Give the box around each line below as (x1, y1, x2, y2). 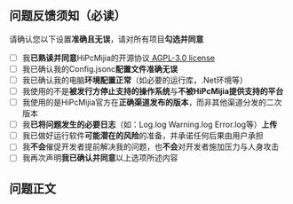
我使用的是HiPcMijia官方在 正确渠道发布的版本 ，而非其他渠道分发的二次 (21, 97, 282, 108)
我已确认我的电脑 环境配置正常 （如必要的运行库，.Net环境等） (21, 75, 249, 85)
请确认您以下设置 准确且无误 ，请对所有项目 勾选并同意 (9, 34, 204, 44)
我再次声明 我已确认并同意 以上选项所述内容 (21, 153, 178, 163)
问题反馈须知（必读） (9, 8, 126, 24)
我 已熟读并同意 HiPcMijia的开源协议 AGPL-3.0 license (21, 52, 216, 63)
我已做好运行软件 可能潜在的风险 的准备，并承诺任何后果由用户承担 (21, 130, 264, 141)
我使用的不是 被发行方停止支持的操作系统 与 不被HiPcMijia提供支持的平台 (21, 86, 284, 96)
